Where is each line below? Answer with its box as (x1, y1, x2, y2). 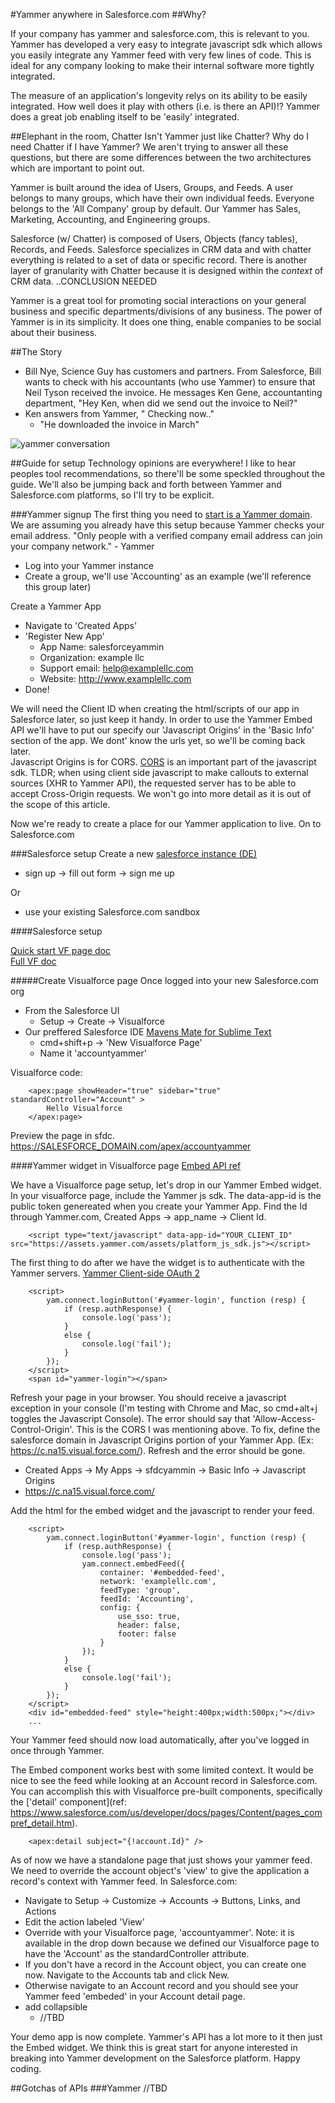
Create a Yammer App (10, 600, 102, 612)
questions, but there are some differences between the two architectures (10, 152, 312, 163)
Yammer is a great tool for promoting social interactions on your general (10, 295, 307, 306)
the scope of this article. (10, 799, 111, 810)
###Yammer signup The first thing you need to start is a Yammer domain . (10, 509, 313, 520)
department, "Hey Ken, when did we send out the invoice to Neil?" (24, 397, 298, 409)
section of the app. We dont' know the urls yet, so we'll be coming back (10, 735, 306, 746)
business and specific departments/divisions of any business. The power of (10, 305, 323, 317)
